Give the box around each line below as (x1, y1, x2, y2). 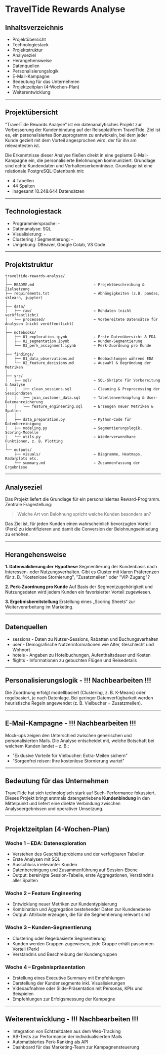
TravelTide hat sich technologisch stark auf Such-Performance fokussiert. (5, 790, 156, 796)
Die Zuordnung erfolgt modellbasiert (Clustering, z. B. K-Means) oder (5, 689, 146, 695)
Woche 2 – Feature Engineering (5, 890, 82, 897)
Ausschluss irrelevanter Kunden (12, 862, 78, 867)
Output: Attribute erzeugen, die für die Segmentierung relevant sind (12, 911, 150, 917)
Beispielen (12, 990, 34, 996)
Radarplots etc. (5, 456, 39, 461)
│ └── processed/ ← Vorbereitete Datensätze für (5, 317, 158, 322)
